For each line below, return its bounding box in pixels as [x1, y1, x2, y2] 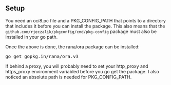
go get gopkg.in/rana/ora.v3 [5, 53, 79, 59]
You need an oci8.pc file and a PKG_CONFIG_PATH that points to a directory [5, 17, 166, 23]
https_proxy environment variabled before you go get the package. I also [5, 68, 159, 74]
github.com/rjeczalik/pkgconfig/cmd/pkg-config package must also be [5, 28, 157, 35]
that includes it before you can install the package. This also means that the [5, 23, 165, 29]
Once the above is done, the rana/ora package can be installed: [5, 43, 140, 50]
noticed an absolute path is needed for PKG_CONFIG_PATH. [5, 74, 132, 80]
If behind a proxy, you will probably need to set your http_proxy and [5, 63, 148, 69]
